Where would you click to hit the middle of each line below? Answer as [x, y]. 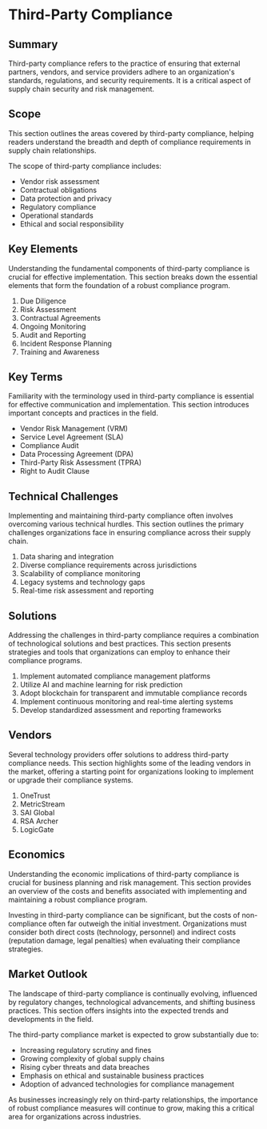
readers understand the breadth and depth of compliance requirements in [130, 142]
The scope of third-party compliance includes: [85, 166]
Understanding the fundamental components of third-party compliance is [129, 268]
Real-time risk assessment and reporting [87, 591]
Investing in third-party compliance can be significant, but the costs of [124, 915]
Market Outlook [48, 974]
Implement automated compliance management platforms [115, 676]
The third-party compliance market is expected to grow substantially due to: [134, 1035]
